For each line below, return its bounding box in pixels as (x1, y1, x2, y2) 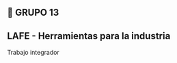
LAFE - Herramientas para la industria (7, 30, 171, 42)
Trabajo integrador (7, 49, 59, 57)
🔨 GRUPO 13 (7, 7, 59, 18)
